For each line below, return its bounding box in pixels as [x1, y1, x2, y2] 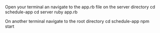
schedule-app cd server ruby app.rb [5, 9, 78, 15]
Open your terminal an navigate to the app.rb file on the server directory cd [5, 4, 155, 10]
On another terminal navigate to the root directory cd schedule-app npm [5, 19, 149, 24]
